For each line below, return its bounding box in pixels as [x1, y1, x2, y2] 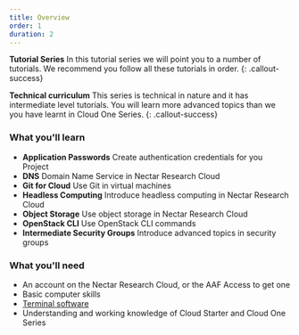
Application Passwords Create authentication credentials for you [21, 151, 263, 162]
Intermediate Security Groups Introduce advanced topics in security [21, 227, 277, 238]
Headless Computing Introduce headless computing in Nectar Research [21, 189, 289, 200]
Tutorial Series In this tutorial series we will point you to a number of [9, 54, 262, 65]
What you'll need [9, 259, 85, 272]
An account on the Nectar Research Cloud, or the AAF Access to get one [21, 279, 291, 290]
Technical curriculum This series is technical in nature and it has [9, 90, 249, 101]
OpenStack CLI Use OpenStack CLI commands [21, 217, 196, 228]
